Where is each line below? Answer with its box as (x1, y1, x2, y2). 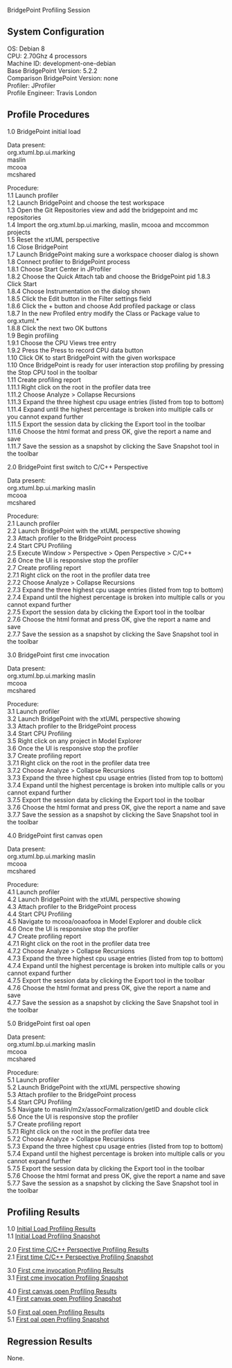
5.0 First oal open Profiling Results (7, 1308, 105, 1317)
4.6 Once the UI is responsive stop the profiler (7, 924, 139, 933)
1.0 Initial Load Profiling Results (7, 1225, 96, 1233)
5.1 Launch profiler (7, 1076, 60, 1084)
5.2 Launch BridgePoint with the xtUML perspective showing (7, 1083, 181, 1091)
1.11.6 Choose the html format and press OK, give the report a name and (7, 427, 211, 435)
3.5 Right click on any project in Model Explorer (7, 736, 142, 745)
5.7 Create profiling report (7, 1119, 81, 1128)
